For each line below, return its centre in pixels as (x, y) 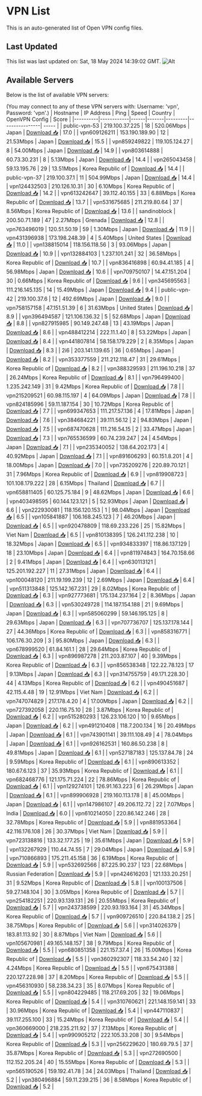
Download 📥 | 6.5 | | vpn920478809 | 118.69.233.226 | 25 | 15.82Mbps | (96, 526)
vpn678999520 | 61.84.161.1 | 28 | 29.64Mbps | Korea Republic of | (88, 649)
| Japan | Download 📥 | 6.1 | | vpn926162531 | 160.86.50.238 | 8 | (87, 743)
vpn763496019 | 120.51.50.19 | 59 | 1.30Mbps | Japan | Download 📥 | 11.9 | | (100, 229)
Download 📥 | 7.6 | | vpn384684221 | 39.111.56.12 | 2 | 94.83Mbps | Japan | (99, 420)
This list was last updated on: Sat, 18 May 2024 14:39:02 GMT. (84, 61)
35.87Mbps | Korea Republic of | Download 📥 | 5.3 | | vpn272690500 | (94, 1053)
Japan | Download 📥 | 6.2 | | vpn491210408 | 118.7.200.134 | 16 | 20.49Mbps (101, 725)
